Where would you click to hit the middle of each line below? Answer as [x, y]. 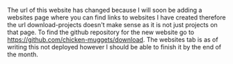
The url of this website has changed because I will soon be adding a [105, 10]
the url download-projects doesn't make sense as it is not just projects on [112, 25]
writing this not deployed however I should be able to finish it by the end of [114, 47]
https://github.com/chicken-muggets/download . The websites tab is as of [113, 40]
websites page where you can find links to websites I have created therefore [116, 17]
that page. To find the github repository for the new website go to [101, 32]
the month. [23, 54]
